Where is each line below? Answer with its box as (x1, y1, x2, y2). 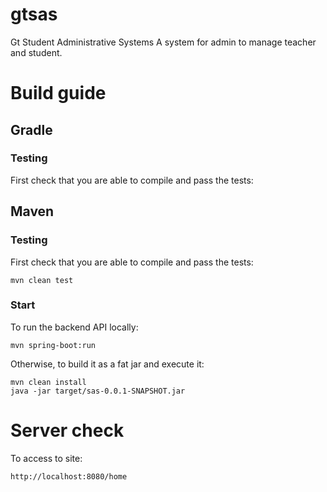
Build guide (10, 82, 107, 105)
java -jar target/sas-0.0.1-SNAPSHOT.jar (10, 386, 186, 396)
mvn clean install (10, 377, 87, 387)
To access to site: (10, 452, 83, 464)
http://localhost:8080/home (10, 471, 128, 482)
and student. (10, 46, 63, 58)
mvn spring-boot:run (10, 340, 97, 350)
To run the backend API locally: (10, 321, 139, 333)
